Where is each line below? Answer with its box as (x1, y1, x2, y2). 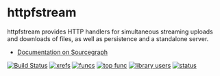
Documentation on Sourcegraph (16, 48, 108, 56)
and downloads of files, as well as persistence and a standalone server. (7, 34, 209, 42)
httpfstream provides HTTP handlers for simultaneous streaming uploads (7, 27, 214, 36)
